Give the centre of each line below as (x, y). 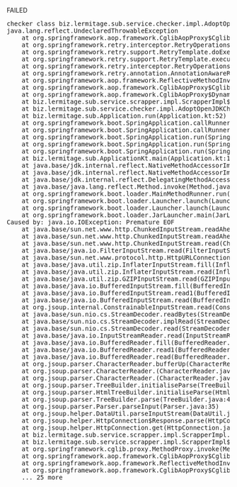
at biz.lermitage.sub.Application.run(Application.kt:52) (124, 116)
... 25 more (42, 477)
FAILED (17, 10)
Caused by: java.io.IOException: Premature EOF (91, 222)
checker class (31, 24)
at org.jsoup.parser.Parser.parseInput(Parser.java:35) (121, 407)
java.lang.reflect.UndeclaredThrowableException (92, 31)
